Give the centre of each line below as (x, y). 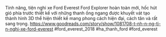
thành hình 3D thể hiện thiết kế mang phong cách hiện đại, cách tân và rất (81, 18)
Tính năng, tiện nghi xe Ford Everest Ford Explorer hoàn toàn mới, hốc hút (81, 8)
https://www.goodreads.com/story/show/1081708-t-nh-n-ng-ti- (95, 23)
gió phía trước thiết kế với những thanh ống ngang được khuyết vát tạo (77, 13)
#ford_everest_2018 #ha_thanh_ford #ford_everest (106, 29)
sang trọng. (17, 23)
